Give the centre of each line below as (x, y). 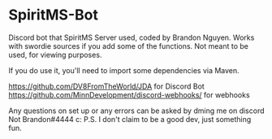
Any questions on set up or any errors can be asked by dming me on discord (136, 111)
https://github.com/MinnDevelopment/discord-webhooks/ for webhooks (129, 94)
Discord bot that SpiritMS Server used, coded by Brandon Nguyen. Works (132, 37)
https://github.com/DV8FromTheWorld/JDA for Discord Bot (106, 86)
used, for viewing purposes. (55, 54)
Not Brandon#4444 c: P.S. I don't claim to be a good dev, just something (130, 119)
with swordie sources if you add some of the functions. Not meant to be (129, 46)
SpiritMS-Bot (54, 15)
